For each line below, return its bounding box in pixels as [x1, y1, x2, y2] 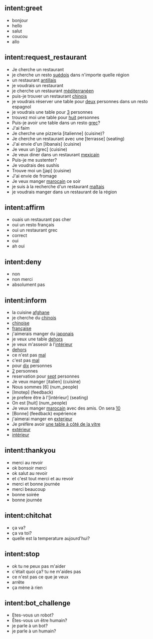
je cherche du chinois [11, 315, 57, 321]
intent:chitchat [4, 511, 52, 520]
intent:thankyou [4, 446, 56, 455]
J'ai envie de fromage [11, 173, 57, 179]
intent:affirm [4, 203, 45, 212]
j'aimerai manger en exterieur [11, 416, 73, 422]
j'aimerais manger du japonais [11, 331, 74, 337]
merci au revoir [11, 459, 43, 465]
